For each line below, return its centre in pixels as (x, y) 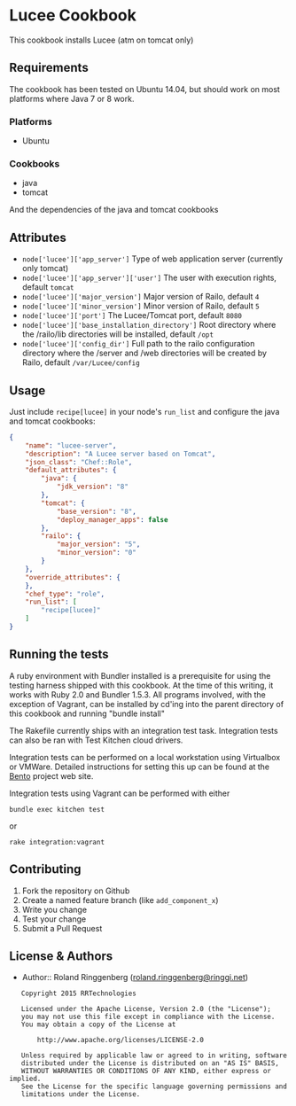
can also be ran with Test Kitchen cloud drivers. (96, 740)
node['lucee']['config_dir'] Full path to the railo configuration (138, 344)
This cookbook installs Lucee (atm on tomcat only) (101, 40)
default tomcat (48, 287)
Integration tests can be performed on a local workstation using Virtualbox (145, 757)
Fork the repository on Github (76, 891)
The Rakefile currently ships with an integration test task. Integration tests (144, 730)
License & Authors (61, 956)
